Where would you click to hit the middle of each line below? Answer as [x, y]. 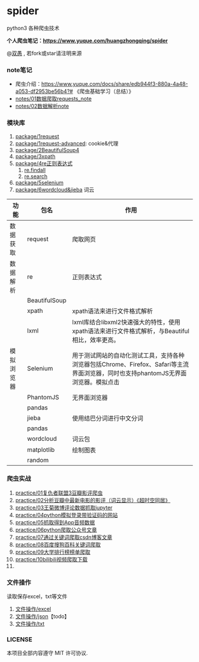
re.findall [35, 170]
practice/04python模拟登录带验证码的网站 [66, 515]
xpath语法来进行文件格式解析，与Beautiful [131, 331]
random [38, 460]
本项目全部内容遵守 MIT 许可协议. [47, 653]
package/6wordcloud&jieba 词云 [55, 189]
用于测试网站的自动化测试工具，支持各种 [128, 355]
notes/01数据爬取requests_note [53, 99]
